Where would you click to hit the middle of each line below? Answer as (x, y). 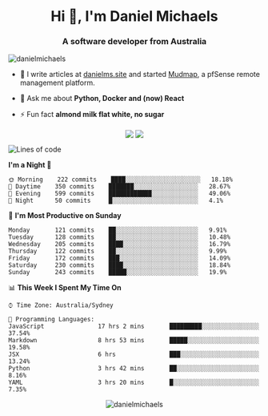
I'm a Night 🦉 (30, 164)
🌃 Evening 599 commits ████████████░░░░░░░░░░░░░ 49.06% (119, 193)
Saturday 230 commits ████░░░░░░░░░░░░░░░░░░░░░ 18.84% (119, 265)
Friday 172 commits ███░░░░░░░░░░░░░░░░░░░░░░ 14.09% (119, 258)
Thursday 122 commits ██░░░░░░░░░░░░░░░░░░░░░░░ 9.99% (118, 251)
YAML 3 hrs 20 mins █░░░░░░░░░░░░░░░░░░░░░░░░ (134, 382)
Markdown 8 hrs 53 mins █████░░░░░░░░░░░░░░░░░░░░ (134, 340)
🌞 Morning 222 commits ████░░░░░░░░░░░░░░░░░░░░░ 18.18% (121, 180)
